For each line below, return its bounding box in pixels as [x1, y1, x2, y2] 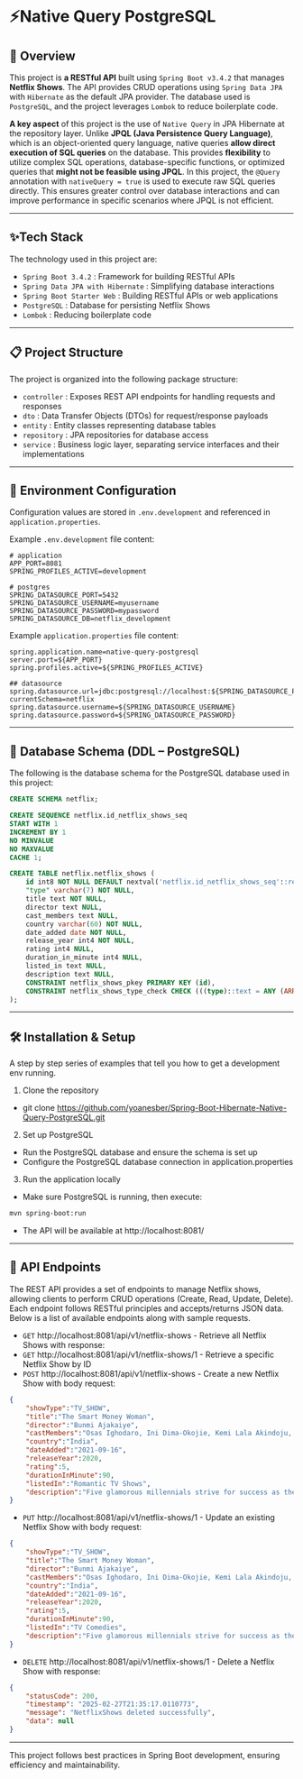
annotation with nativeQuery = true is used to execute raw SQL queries [9, 176, 276, 187]
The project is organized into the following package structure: [9, 373, 239, 384]
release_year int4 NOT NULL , [25, 936, 135, 946]
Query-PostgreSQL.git [22, 1112, 106, 1123]
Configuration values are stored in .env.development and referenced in [9, 507, 271, 518]
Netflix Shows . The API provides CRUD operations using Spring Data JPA [9, 82, 283, 92]
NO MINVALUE [9, 836, 54, 845]
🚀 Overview [9, 48, 76, 63]
